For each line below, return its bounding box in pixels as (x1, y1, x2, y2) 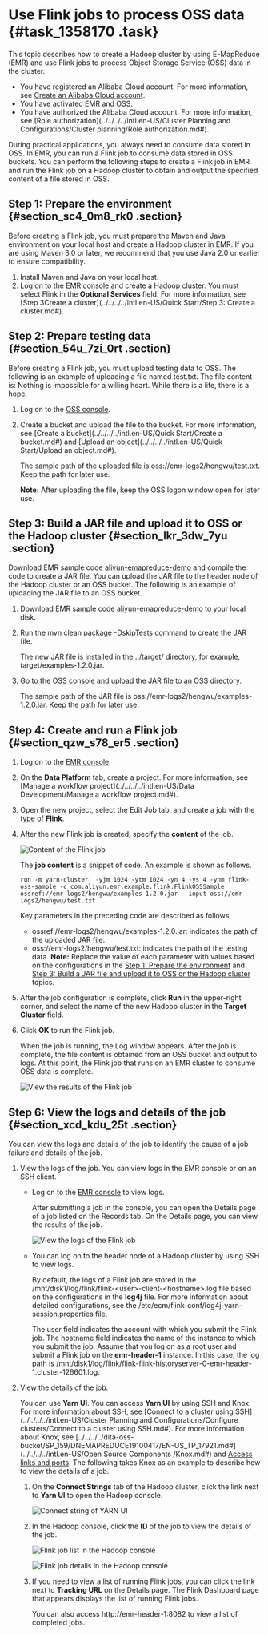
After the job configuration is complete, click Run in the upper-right (19, 993, 242, 1003)
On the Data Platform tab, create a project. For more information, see (19, 773, 249, 782)
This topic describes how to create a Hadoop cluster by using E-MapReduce (8, 49, 260, 59)
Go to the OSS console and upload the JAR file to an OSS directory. (19, 676, 242, 686)
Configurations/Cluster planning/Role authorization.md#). (19, 124, 210, 134)
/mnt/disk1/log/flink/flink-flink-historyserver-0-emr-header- (55, 1358, 252, 1368)
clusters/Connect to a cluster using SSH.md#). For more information (19, 1424, 245, 1433)
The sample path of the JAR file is (19, 692, 132, 701)
